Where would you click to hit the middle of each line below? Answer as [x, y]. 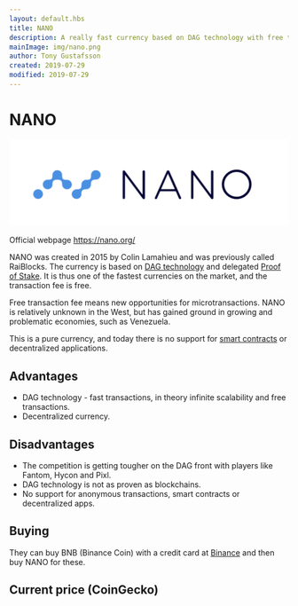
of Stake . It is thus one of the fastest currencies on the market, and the [138, 276]
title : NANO [31, 28]
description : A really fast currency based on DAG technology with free [146, 37]
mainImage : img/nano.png [55, 47]
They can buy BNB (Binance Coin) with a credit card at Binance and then [142, 552]
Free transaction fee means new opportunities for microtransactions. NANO [147, 303]
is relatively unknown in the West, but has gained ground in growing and [141, 312]
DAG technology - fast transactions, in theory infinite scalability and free [154, 397]
